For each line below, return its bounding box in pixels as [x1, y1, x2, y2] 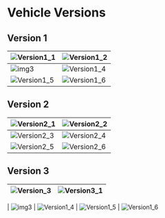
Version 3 [7, 165, 49, 177]
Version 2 [7, 98, 49, 111]
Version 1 [7, 32, 47, 44]
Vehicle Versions [7, 5, 107, 21]
